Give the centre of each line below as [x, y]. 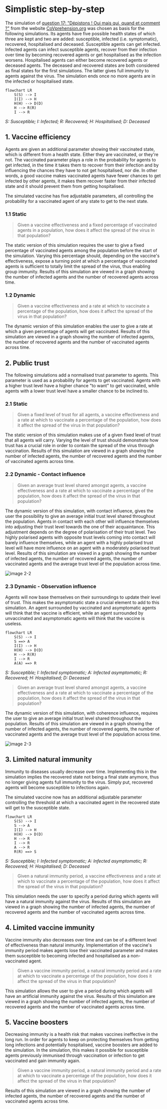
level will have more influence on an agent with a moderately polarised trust [83, 548]
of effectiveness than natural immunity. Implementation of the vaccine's [79, 945]
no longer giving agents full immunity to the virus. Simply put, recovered [79, 782]
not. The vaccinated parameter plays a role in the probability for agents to [81, 159]
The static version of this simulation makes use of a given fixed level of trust [83, 435]
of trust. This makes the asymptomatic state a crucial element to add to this [82, 603]
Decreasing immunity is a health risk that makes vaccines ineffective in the [82, 1034]
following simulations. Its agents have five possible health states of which [80, 33]
